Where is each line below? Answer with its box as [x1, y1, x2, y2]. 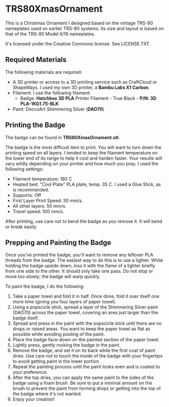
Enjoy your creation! [12, 396, 55, 402]
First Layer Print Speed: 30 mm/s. [12, 197, 83, 203]
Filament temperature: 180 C [12, 175, 73, 182]
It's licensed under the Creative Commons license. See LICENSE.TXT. [5, 40, 151, 46]
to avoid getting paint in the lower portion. [12, 358, 100, 365]
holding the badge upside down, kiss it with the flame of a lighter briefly [5, 263, 156, 269]
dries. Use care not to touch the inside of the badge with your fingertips [12, 353, 163, 359]
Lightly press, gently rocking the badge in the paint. [12, 342, 121, 348]
